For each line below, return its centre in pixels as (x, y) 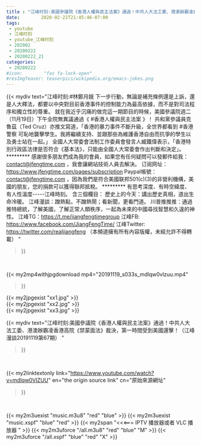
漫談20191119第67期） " (35, 338)
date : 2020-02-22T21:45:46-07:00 (57, 17)
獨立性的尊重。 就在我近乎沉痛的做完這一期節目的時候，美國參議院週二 (104, 112)
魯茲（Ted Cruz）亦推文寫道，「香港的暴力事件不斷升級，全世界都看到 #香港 (100, 127)
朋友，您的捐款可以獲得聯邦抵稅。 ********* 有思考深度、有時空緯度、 (103, 187)
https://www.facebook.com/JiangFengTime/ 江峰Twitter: (76, 224)
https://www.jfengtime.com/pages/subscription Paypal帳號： (81, 172)
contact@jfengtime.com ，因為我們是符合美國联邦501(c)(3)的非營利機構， (98, 179)
